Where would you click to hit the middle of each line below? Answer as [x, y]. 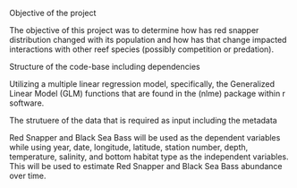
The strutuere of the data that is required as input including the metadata [143, 120]
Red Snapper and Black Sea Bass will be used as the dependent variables [145, 137]
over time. [28, 175]
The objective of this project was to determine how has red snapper [134, 30]
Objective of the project [53, 13]
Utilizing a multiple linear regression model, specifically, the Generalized [142, 84]
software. [27, 103]
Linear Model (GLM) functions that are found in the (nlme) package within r [148, 94]
